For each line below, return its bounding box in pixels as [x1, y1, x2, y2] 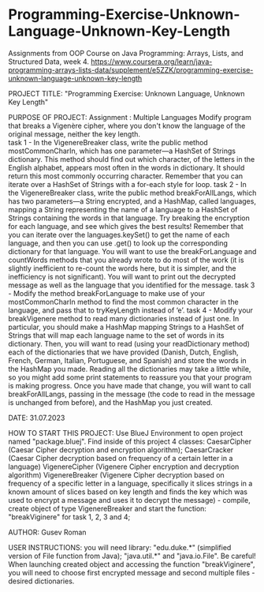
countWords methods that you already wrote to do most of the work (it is [8, 255, 244, 264]
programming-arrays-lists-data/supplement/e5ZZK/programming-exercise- [8, 65, 254, 74]
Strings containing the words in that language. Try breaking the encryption [8, 213, 250, 223]
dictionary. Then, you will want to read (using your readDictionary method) [8, 339, 251, 348]
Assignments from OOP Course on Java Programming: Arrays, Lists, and [8, 48, 244, 58]
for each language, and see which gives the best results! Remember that [8, 221, 244, 230]
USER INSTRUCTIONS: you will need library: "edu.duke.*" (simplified [8, 542, 232, 552]
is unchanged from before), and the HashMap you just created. [8, 397, 213, 407]
